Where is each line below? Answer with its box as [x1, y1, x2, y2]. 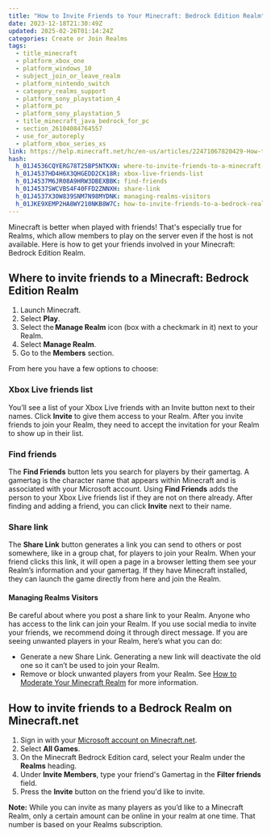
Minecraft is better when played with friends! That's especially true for [8, 222, 242, 231]
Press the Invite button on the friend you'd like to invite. [19, 787, 206, 797]
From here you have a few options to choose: [8, 364, 159, 374]
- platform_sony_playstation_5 [15, 110, 121, 118]
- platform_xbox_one [15, 57, 85, 66]
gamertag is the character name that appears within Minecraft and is [8, 475, 236, 485]
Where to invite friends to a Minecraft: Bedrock [8, 271, 249, 285]
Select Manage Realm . [19, 340, 97, 349]
